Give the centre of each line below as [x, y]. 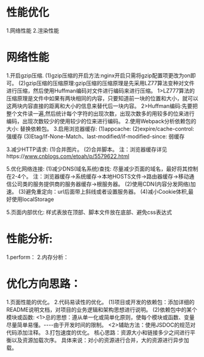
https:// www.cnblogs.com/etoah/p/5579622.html [68, 156]
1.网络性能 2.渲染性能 [33, 30]
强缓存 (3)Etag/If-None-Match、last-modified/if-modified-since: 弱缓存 [95, 136]
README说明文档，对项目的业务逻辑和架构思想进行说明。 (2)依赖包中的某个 [102, 309]
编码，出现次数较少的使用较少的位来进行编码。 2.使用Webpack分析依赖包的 [101, 121]
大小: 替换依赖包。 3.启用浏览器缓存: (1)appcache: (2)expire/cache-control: [100, 129]
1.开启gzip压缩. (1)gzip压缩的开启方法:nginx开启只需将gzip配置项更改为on [98, 75]
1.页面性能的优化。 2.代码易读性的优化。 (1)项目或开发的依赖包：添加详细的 [100, 302]
